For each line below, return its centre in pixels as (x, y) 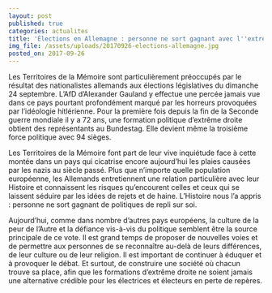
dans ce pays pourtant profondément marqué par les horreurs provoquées (133, 103)
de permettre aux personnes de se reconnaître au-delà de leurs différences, (135, 246)
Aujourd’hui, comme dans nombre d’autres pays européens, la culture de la (134, 220)
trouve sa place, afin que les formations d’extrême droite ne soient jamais (131, 272)
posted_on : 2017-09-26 (47, 54)
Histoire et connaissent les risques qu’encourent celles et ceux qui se (124, 187)
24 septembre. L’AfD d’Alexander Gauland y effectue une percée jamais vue (134, 94)
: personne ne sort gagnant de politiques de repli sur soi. (103, 205)
